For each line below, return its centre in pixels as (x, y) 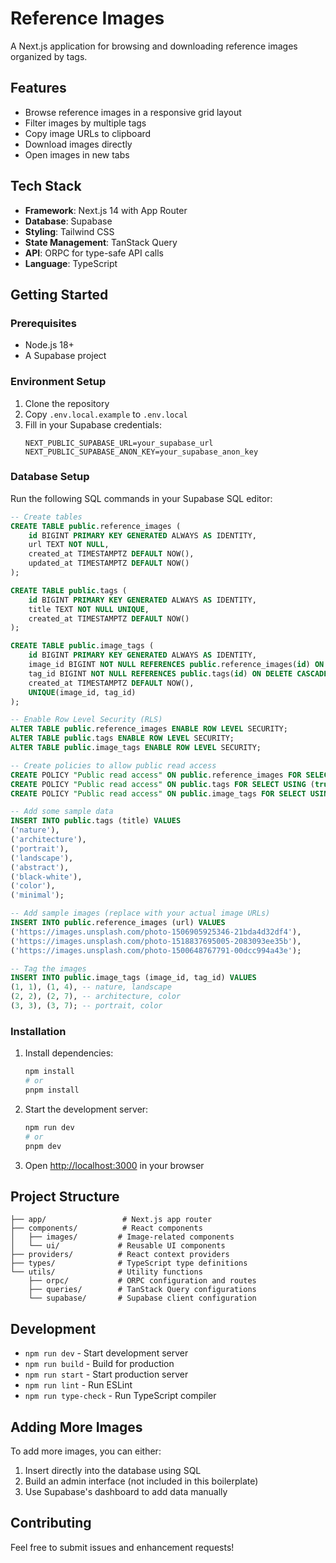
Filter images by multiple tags (85, 123)
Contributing (51, 1523)
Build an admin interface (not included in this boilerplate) (141, 1481)
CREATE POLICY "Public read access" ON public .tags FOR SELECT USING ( (162, 784)
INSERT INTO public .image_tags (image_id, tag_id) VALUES (133, 978)
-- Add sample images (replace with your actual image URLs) (140, 913)
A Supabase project (65, 356)
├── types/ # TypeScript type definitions (129, 1263)
